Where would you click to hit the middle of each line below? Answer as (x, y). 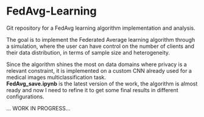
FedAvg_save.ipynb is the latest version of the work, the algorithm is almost (102, 84)
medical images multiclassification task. (56, 77)
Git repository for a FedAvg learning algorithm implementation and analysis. (101, 28)
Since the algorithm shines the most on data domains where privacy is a (97, 64)
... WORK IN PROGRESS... (38, 108)
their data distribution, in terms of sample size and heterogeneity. (88, 52)
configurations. (25, 96)
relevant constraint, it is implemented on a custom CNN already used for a (99, 70)
